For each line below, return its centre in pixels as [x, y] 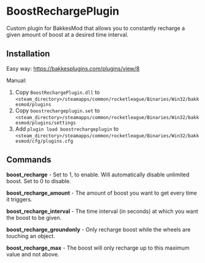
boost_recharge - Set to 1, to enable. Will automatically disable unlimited [98, 175]
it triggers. [19, 199]
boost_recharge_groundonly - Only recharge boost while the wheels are [99, 229]
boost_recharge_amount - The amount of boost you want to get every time [102, 193]
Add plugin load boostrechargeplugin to [67, 129]
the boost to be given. [34, 217]
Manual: [17, 80]
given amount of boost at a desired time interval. [67, 34]
